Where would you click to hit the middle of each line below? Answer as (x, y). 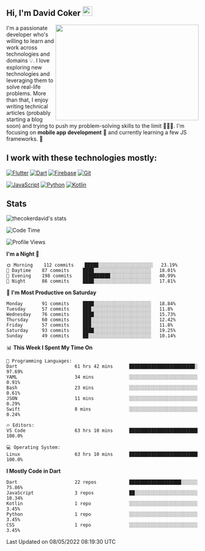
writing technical (27, 106)
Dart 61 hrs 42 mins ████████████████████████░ (102, 367)
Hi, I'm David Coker (44, 13)
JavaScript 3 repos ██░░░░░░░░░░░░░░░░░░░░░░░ (102, 493)
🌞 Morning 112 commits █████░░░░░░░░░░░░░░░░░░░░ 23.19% (92, 265)
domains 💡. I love (28, 60)
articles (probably (28, 113)
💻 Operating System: (34, 448)
